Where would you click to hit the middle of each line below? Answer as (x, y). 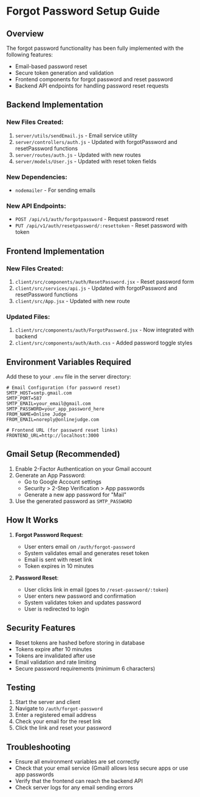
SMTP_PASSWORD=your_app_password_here (55, 409)
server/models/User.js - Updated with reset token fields (86, 161)
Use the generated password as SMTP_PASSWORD (74, 501)
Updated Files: (28, 316)
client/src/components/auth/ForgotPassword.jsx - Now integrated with (105, 330)
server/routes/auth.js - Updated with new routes (78, 155)
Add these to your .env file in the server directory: (69, 377)
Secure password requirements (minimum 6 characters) (85, 668)
